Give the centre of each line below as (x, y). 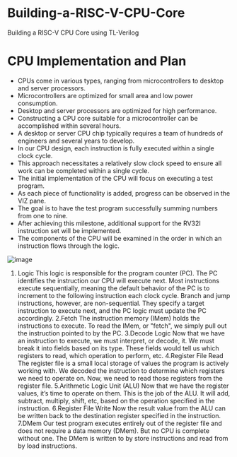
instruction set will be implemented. (69, 230)
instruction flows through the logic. (69, 246)
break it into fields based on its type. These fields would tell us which (118, 348)
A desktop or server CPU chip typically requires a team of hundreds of (120, 133)
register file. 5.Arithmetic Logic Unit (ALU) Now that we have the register (123, 386)
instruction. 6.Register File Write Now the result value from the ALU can (122, 408)
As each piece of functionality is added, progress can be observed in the (124, 193)
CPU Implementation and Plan (97, 61)
